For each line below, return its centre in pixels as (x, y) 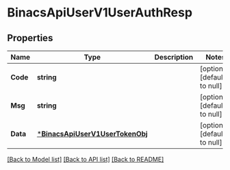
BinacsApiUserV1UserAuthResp (100, 13)
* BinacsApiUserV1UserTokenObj (92, 134)
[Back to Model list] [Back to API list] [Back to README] (86, 159)
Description (174, 57)
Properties (30, 38)
